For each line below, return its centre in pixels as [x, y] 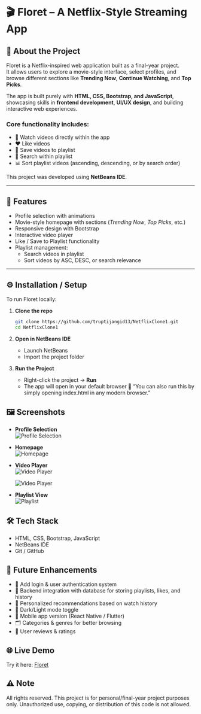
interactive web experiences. [42, 109]
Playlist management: [41, 248]
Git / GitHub [29, 551]
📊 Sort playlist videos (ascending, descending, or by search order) [98, 163]
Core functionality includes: [48, 124]
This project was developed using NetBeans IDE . [67, 177]
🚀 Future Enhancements [52, 570]
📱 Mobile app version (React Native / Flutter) [69, 616]
